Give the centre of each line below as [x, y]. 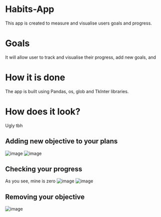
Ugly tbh [14, 125]
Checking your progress [44, 169]
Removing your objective [45, 197]
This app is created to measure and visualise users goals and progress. [79, 23]
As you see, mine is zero [30, 181]
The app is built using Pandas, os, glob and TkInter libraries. [67, 91]
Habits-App [30, 9]
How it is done [35, 77]
